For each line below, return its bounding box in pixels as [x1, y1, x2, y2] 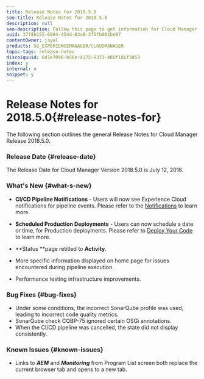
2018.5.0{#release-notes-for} [6, 110, 161, 125]
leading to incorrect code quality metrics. [15, 311, 119, 318]
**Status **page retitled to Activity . [15, 245, 107, 252]
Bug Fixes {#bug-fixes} [6, 291, 77, 299]
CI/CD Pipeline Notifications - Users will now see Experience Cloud [15, 195, 187, 203]
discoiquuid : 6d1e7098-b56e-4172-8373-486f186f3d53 [6, 54, 140, 60]
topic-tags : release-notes [6, 49, 75, 55]
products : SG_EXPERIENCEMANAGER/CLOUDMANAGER [6, 43, 124, 49]
